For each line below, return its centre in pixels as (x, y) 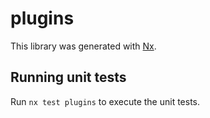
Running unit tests (68, 77)
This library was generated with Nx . (83, 46)
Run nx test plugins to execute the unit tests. (105, 101)
